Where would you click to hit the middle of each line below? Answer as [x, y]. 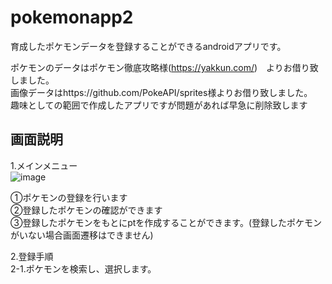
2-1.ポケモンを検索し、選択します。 [83, 268]
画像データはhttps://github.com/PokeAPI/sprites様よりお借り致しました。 [161, 92]
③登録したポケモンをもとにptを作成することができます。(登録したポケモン [166, 222]
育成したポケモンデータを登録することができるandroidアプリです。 [148, 46]
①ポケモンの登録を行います [69, 197]
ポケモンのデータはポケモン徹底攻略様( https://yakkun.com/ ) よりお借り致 [164, 67]
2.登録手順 [32, 256]
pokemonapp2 [72, 17]
